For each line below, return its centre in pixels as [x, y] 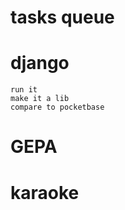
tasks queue [62, 17]
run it [24, 90]
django [40, 63]
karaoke [45, 192]
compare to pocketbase [57, 107]
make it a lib [40, 99]
